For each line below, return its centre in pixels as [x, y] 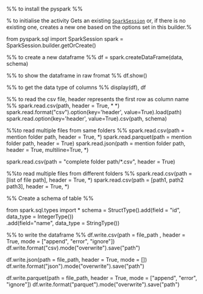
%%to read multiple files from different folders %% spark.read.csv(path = [99, 174]
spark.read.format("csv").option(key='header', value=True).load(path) [94, 112]
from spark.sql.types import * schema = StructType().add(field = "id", [94, 210]
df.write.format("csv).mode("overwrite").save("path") [73, 248]
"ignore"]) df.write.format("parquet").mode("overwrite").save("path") [93, 284]
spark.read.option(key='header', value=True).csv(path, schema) [87, 119]
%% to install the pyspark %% [45, 9]
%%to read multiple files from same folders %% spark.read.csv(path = [95, 130]
